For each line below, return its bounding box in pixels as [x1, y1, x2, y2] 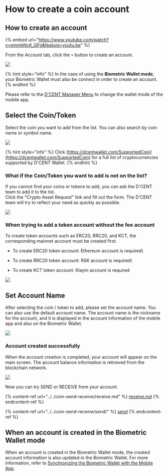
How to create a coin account [5, 4, 129, 15]
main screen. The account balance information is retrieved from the [5, 359, 144, 365]
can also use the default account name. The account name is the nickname [5, 310, 160, 316]
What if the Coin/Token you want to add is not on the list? [5, 172, 147, 179]
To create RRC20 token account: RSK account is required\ [12, 257, 132, 264]
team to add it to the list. [5, 189, 55, 195]
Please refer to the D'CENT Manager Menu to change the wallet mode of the [5, 91, 163, 97]
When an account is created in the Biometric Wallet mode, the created [5, 449, 150, 455]
